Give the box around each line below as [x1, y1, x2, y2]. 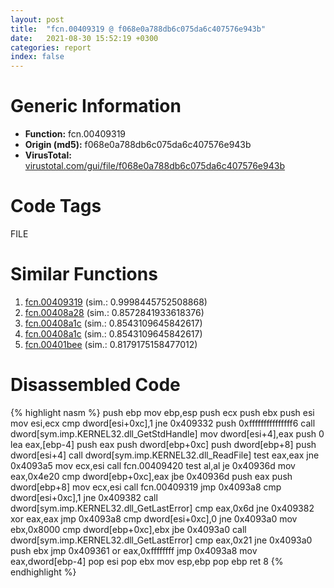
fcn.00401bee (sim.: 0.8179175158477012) [24, 338, 198, 350]
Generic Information [10, 95, 182, 118]
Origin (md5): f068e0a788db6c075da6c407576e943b [24, 139, 252, 151]
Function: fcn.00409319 [24, 128, 127, 140]
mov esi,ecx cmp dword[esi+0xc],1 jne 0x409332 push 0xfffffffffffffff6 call [10, 417, 316, 429]
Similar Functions [10, 263, 158, 286]
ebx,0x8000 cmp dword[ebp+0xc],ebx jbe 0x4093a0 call [10, 523, 247, 535]
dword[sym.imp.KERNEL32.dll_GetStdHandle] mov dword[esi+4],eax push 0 [10, 427, 325, 440]
